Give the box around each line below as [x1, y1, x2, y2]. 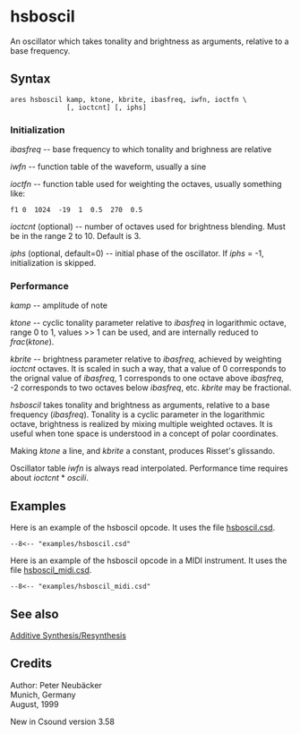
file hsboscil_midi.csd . [10, 565, 92, 576]
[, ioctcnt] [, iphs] [66, 103, 147, 112]
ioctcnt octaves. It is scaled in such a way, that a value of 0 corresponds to [10, 363, 287, 374]
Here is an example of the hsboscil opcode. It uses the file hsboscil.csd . [10, 522, 276, 533]
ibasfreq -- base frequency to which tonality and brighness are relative [10, 144, 272, 155]
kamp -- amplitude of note [10, 300, 108, 311]
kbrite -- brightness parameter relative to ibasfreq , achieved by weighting [10, 354, 282, 364]
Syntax [10, 72, 51, 87]
